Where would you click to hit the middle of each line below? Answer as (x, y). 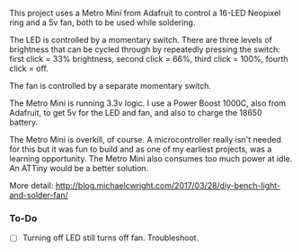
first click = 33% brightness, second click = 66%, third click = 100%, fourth (149, 59)
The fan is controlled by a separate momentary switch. (111, 86)
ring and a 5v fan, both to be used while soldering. (102, 22)
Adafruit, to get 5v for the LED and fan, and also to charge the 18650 (136, 113)
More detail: (31, 186)
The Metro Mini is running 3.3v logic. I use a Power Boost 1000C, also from (147, 103)
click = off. (29, 68)
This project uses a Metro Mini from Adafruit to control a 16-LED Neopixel (145, 13)
